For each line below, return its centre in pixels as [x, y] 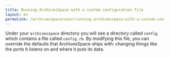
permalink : [17, 19]
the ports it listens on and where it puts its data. [55, 49]
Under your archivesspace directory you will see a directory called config [81, 33]
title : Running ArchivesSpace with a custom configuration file [74, 10]
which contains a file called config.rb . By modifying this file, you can [77, 38]
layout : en [17, 14]
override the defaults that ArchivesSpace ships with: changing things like [81, 44]
